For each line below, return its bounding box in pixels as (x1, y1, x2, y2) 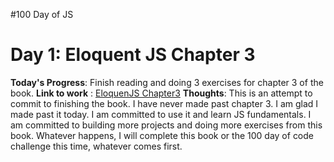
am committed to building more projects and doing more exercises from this (10, 119, 323, 131)
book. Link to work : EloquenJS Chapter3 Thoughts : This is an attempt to (10, 87, 313, 99)
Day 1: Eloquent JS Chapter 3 (10, 44, 256, 66)
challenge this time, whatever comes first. (10, 140, 183, 152)
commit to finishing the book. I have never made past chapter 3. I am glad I (10, 97, 319, 109)
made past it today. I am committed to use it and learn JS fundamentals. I (10, 108, 312, 120)
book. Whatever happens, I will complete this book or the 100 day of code (10, 129, 315, 141)
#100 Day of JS (10, 9, 74, 20)
